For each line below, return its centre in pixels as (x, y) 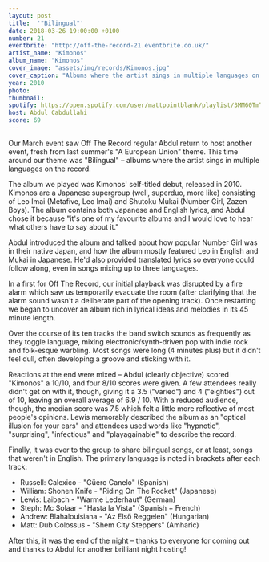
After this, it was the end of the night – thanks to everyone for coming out (129, 540)
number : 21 (26, 38)
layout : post (30, 16)
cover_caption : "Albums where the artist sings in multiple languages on (134, 75)
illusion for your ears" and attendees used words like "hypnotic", (114, 426)
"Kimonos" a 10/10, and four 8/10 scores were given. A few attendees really (132, 383)
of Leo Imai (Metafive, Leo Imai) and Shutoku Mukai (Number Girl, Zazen (128, 201)
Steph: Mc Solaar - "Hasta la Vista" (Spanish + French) (110, 507)
